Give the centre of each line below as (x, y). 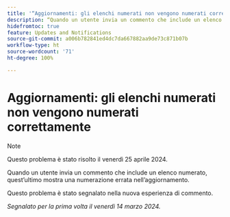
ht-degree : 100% (30, 58)
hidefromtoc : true (33, 26)
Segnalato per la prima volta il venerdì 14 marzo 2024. (84, 206)
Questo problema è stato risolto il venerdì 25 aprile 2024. (87, 159)
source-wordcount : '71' (41, 52)
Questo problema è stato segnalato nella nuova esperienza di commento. (110, 193)
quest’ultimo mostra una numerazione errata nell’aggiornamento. (98, 179)
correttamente (49, 127)
